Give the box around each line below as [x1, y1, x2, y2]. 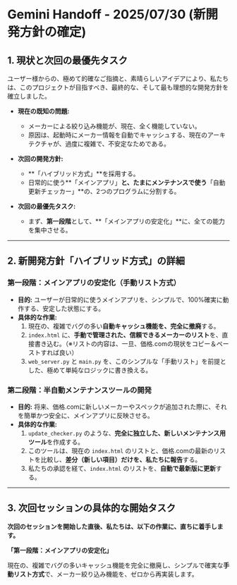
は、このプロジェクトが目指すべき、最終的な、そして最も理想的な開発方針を [7, 83, 229, 92]
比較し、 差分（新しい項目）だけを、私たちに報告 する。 [40, 455, 202, 464]
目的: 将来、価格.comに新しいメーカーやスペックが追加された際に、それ [17, 402, 227, 411]
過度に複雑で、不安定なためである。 [65, 140, 171, 148]
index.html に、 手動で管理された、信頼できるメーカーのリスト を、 [28, 331, 222, 339]
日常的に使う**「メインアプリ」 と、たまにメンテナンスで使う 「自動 [28, 178, 226, 187]
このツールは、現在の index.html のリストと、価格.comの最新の [28, 446, 214, 455]
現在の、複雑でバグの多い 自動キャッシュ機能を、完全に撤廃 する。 [28, 321, 220, 330]
